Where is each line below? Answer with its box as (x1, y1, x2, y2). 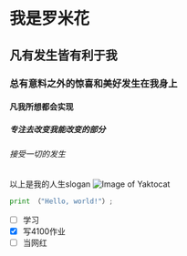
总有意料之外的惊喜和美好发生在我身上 (9, 77, 178, 89)
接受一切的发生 (9, 148, 66, 159)
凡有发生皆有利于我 (9, 47, 118, 63)
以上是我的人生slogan (9, 179, 91, 189)
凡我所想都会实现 (9, 101, 74, 112)
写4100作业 (22, 225, 66, 237)
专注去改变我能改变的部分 (9, 124, 106, 135)
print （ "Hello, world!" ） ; (9, 197, 114, 206)
